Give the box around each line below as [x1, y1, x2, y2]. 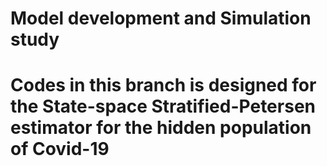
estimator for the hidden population [10, 117, 312, 139]
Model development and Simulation [10, 7, 312, 30]
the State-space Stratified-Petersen [10, 95, 316, 118]
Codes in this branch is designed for [10, 74, 317, 97]
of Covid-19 [10, 138, 110, 161]
